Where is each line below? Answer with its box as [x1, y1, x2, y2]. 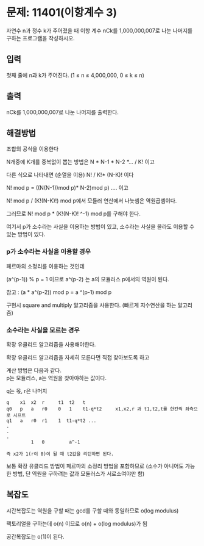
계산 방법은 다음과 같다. [6, 367, 62, 374]
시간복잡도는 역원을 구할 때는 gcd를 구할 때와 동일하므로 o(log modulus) [6, 507, 179, 514]
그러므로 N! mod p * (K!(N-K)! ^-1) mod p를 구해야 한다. [6, 210, 141, 217]
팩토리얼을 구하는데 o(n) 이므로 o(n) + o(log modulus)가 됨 [6, 520, 148, 527]
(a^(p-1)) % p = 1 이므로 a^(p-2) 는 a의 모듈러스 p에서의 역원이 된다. [6, 275, 169, 282]
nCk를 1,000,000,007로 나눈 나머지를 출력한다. [6, 108, 119, 116]
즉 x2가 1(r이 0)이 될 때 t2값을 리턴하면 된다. [6, 451, 114, 457]
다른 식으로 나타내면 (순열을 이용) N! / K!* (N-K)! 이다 [6, 171, 134, 179]
